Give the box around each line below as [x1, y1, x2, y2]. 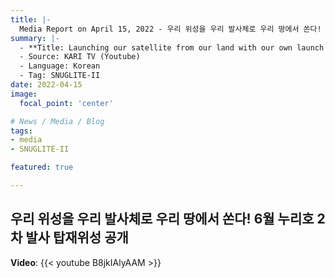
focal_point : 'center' [19, 98, 114, 108]
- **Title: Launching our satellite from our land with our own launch [19, 42, 325, 53]
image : [10, 89, 38, 99]
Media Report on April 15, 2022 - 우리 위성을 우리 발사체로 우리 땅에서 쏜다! [19, 24, 322, 34]
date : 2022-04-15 [10, 80, 83, 90]
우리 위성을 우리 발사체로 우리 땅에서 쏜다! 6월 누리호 [10, 211, 315, 228]
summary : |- [10, 33, 60, 43]
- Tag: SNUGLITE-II [19, 71, 101, 81]
